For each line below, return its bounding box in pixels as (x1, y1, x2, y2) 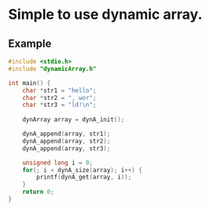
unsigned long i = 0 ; (22, 159, 93, 167)
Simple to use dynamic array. (8, 6, 203, 24)
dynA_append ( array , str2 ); (22, 137, 111, 145)
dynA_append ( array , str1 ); (22, 130, 111, 138)
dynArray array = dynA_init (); (22, 116, 125, 123)
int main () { (8, 79, 51, 87)
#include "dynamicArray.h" (8, 64, 97, 72)
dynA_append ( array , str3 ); (22, 144, 111, 153)
